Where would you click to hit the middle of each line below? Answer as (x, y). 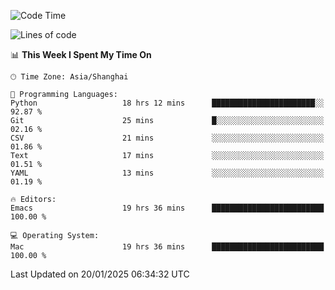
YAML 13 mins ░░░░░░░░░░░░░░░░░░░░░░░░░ (167, 173)
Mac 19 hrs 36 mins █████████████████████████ (167, 247)
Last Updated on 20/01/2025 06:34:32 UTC (100, 274)
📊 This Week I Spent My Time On (81, 54)
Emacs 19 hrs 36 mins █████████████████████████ (167, 208)
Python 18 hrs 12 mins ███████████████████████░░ (167, 103)
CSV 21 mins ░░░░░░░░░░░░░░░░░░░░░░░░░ (167, 138)
